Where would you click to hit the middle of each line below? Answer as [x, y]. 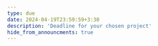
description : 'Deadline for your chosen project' [80, 26]
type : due [21, 13]
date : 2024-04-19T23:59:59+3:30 [53, 20]
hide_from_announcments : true [50, 32]
